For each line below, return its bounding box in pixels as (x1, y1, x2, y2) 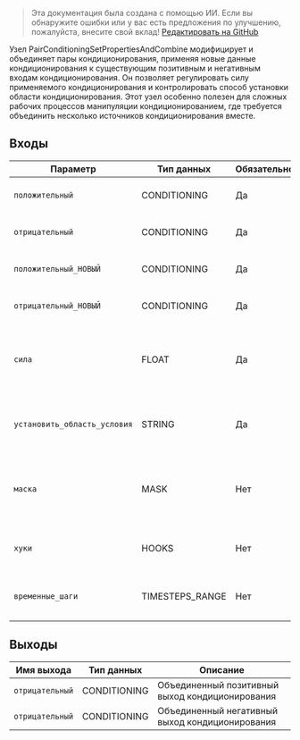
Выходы (9, 637, 58, 652)
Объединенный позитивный (157, 678, 279, 691)
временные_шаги (13, 591, 79, 601)
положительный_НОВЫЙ (13, 264, 101, 273)
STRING (141, 417, 175, 430)
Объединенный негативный (157, 704, 279, 717)
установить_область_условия (13, 419, 133, 429)
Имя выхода (15, 663, 71, 676)
